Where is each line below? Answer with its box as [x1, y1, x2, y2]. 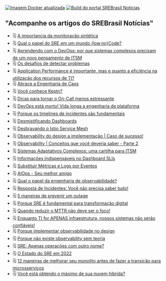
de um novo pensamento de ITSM [12, 55, 82, 61]
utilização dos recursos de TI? [12, 75, 75, 81]
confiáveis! [12, 222, 35, 228]
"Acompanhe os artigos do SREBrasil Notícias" [5, 19, 154, 27]
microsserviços [12, 265, 44, 271]
